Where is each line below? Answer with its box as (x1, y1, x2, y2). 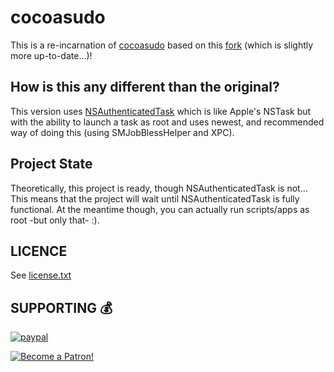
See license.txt (10, 269, 72, 281)
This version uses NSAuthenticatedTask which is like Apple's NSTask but (10, 105, 312, 117)
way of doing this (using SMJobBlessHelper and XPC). (10, 126, 235, 138)
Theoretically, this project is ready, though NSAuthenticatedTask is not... (10, 182, 308, 194)
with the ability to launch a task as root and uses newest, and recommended (10, 116, 325, 128)
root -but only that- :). (10, 214, 100, 226)
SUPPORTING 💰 (10, 299, 113, 316)
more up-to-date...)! (10, 49, 93, 61)
